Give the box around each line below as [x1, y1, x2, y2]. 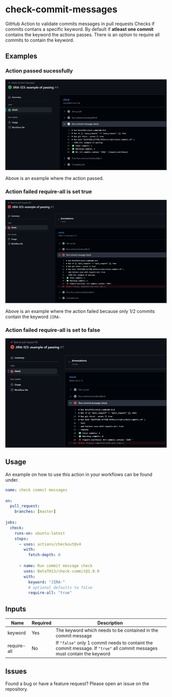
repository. [5, 686, 28, 692]
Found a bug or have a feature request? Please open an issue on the [5, 681, 149, 687]
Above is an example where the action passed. [5, 175, 104, 181]
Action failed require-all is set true [5, 188, 92, 195]
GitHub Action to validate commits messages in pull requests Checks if [5, 21, 155, 27]
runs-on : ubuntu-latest [14, 530, 66, 536]
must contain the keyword [55, 651, 111, 657]
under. [5, 476, 19, 483]
